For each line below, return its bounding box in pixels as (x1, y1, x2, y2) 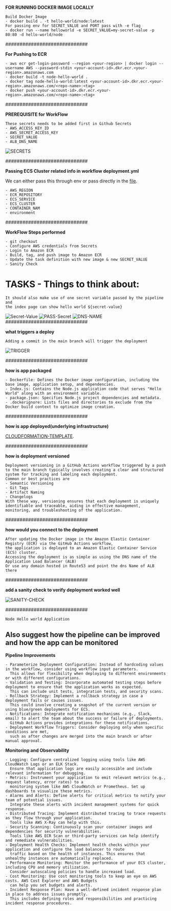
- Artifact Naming (5, 489, 45, 495)
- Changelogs (5, 494, 33, 499)
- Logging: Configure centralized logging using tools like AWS (5, 757, 145, 762)
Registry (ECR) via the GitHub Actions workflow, (5, 541, 114, 546)
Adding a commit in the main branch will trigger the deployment (5, 338, 147, 344)
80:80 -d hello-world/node (5, 32, 63, 37)
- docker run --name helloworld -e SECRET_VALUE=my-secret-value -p (5, 28, 155, 33)
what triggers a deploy (5, 328, 55, 335)
